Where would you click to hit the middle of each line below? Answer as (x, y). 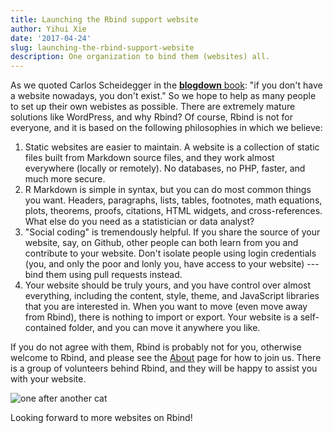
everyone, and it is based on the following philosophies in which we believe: (166, 128)
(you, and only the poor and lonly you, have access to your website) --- (172, 264)
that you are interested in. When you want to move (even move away (166, 307)
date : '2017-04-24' (51, 38)
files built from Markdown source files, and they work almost (149, 158)
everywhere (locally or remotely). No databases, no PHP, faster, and (165, 168)
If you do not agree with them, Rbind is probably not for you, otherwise (156, 347)
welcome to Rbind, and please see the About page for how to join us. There (166, 358)
